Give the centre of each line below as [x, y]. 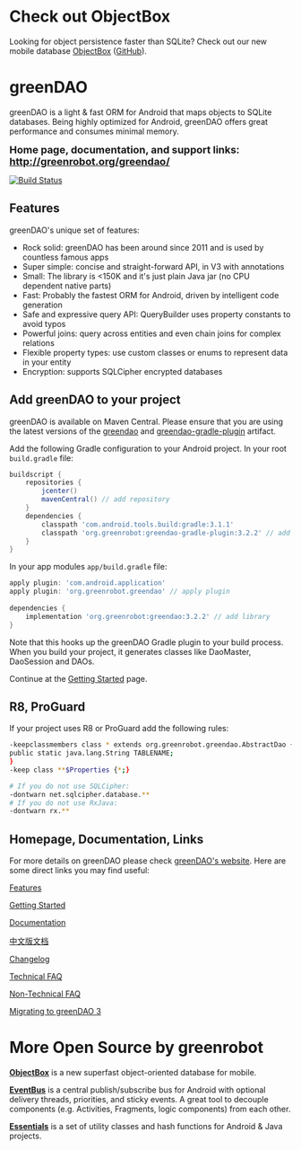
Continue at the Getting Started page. [78, 678]
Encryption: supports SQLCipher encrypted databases [122, 371]
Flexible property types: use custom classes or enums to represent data [155, 352]
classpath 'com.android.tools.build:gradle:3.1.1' [138, 524]
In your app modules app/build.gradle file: [88, 567]
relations [39, 342]
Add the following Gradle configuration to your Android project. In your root [148, 448]
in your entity [47, 362]
